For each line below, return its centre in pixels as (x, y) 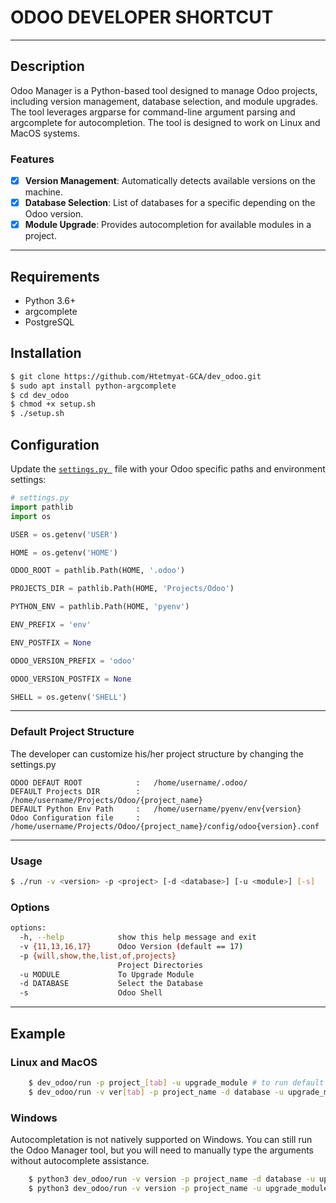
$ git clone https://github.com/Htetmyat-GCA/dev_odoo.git (136, 376)
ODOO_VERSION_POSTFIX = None (71, 679)
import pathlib (42, 507)
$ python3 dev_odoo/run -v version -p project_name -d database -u (171, 1179)
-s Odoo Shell (91, 993)
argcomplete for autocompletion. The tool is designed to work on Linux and (165, 122)
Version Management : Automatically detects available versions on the (170, 181)
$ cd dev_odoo (40, 395)
